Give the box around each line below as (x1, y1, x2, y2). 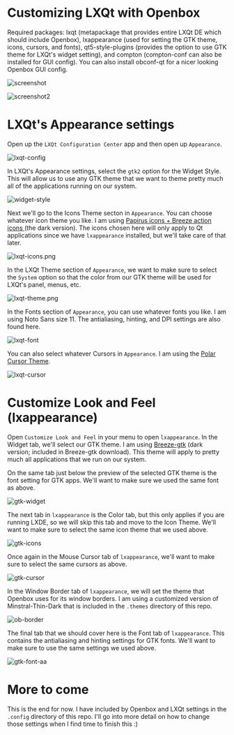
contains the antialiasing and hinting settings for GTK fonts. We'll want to (7, 636, 216, 644)
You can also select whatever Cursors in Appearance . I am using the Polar (7, 349, 216, 358)
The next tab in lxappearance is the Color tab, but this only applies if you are (7, 510, 225, 518)
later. (7, 238, 22, 247)
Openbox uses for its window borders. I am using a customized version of (7, 594, 219, 602)
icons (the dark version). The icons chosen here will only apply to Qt (7, 224, 203, 232)
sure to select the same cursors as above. (7, 560, 127, 568)
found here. (7, 322, 40, 330)
